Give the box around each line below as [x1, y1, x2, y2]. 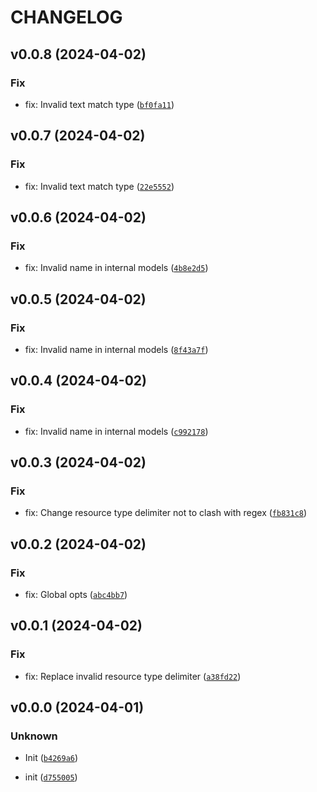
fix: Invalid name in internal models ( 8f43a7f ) [24, 343, 209, 355]
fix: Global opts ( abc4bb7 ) [24, 589, 128, 600]
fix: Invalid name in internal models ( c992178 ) [24, 425, 209, 437]
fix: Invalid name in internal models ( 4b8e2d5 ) [24, 262, 209, 274]
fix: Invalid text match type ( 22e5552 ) [24, 180, 175, 192]
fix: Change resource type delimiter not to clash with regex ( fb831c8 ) [24, 507, 308, 519]
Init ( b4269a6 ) [24, 752, 79, 764]
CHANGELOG [10, 6, 123, 29]
